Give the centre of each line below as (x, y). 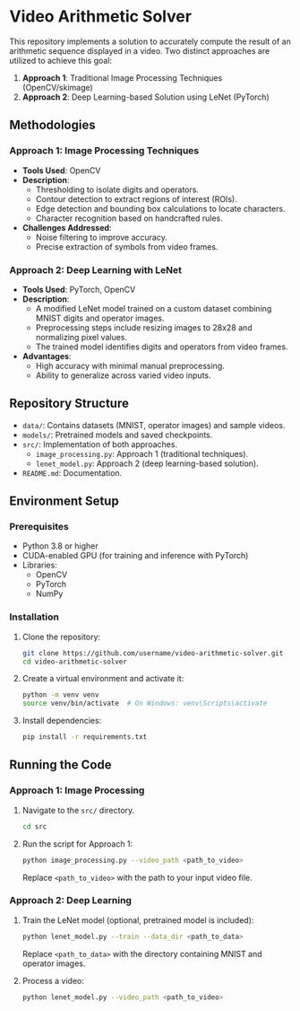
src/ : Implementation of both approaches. (99, 444)
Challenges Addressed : (67, 227)
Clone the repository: (61, 637)
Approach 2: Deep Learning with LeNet (95, 269)
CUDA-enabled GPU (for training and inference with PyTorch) (135, 556)
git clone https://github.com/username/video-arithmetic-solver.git (153, 653)
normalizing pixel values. (81, 337)
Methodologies (52, 125)
